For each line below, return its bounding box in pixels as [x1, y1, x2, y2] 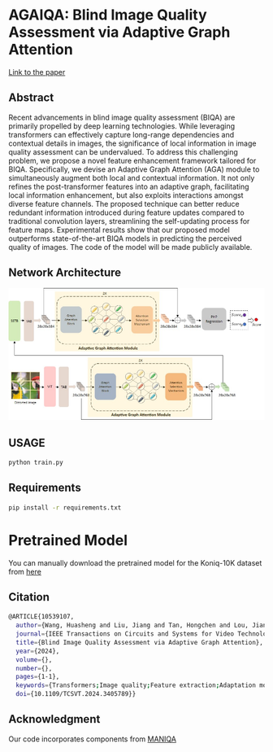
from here [8, 566, 42, 576]
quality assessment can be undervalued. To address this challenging [8, 146, 238, 156]
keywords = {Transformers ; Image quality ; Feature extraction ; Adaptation [15, 681, 256, 689]
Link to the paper [8, 67, 66, 77]
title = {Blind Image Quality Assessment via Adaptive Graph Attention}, [15, 638, 264, 646]
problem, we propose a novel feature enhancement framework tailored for [8, 155, 257, 165]
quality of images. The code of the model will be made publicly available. [8, 242, 253, 251]
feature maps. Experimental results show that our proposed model [8, 225, 230, 234]
